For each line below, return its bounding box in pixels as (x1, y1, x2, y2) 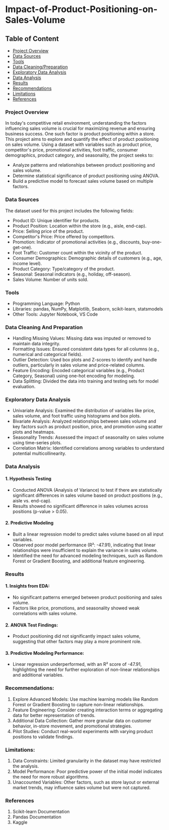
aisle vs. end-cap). (12, 497, 52, 503)
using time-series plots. (12, 440, 62, 446)
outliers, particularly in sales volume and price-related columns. (12, 362, 145, 368)
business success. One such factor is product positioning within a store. (5, 131, 155, 137)
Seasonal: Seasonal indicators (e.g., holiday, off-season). (12, 271, 132, 277)
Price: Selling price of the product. (12, 228, 84, 234)
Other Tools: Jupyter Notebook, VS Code (12, 311, 98, 317)
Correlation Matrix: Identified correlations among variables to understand (12, 445, 164, 451)
